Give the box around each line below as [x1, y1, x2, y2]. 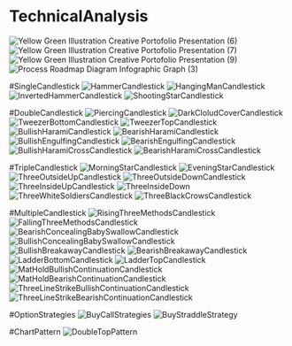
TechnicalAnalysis [9, 6, 149, 27]
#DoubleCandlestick [9, 107, 84, 118]
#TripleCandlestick [9, 162, 78, 173]
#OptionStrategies [9, 309, 76, 319]
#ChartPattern [9, 326, 62, 337]
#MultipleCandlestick [9, 207, 87, 218]
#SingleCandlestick [9, 81, 81, 91]
